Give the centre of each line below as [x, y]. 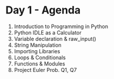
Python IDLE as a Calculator [48, 32]
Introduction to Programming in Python [61, 26]
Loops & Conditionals [40, 57]
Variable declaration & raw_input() [55, 39]
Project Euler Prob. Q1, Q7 [45, 70]
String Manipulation [38, 45]
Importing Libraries [37, 51]
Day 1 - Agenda [43, 10]
